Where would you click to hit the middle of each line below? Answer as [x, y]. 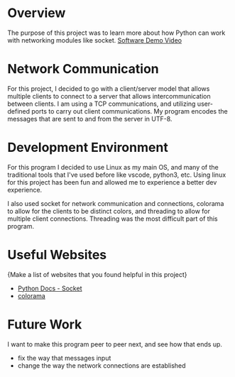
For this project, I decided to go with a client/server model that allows [109, 88]
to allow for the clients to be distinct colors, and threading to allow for [109, 211]
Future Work [45, 324]
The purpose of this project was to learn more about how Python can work [116, 33]
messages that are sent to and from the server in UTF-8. [90, 119]
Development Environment [88, 148]
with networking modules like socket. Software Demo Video [95, 40]
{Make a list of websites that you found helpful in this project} [97, 274]
